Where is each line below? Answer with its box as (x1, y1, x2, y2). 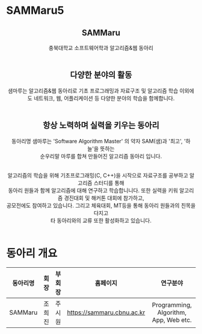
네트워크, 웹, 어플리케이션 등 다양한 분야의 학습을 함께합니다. (34, 94, 175, 102)
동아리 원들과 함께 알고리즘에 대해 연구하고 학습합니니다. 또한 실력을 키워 (8, 187, 179, 194)
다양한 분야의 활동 (70, 70, 132, 80)
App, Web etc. (151, 315, 192, 324)
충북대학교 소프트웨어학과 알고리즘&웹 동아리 (48, 45, 154, 51)
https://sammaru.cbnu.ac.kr (67, 308, 145, 317)
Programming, (151, 300, 192, 309)
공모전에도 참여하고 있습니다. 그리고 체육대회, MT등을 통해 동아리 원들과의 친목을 (6, 202, 196, 209)
